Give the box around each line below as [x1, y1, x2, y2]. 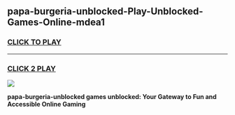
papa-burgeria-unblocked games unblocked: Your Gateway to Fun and [7, 92, 217, 100]
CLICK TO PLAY [7, 38, 62, 47]
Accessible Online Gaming [7, 100, 86, 108]
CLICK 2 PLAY [7, 63, 56, 73]
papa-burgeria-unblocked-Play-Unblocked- [7, 6, 204, 17]
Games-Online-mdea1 [7, 17, 105, 29]
